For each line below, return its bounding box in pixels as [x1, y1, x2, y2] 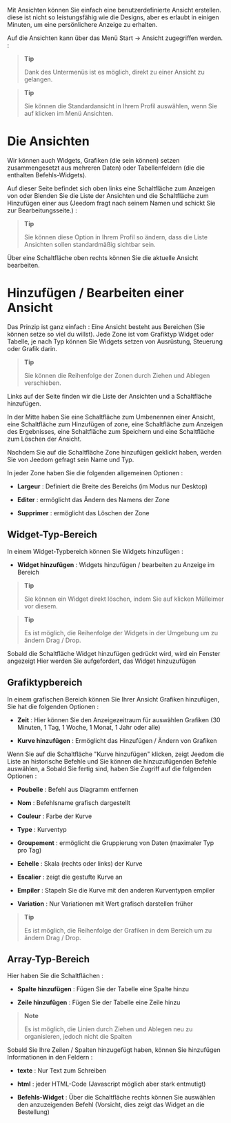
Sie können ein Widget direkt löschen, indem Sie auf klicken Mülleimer [23, 595, 224, 603]
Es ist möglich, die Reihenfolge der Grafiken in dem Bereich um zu [23, 926, 212, 934]
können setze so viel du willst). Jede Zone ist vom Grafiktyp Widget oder [7, 330, 214, 338]
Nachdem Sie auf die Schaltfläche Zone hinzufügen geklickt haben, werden [7, 448, 222, 456]
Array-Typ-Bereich [7, 953, 90, 965]
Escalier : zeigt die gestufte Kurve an [17, 873, 123, 881]
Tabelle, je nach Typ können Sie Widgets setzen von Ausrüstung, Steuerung [7, 337, 223, 346]
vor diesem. [23, 602, 58, 610]
